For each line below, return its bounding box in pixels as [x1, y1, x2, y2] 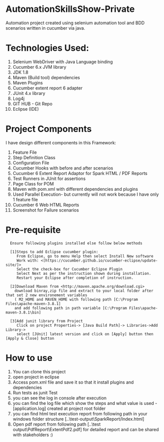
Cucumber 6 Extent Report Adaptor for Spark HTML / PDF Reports [12, 170, 148, 176]
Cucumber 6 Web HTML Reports [12, 202, 79, 208]
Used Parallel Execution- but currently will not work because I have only [12, 191, 159, 197]
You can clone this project [12, 368, 66, 374]
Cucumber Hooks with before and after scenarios [12, 165, 113, 171]
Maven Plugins [12, 80, 43, 86]
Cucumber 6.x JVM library [12, 64, 66, 70]
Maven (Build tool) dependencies [12, 74, 80, 80]
